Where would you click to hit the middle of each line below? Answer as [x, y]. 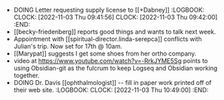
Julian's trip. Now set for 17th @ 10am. [68, 46]
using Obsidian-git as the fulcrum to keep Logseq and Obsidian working [115, 68]
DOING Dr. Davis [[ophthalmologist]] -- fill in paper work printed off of [112, 83]
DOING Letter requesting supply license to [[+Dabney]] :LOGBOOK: [109, 10]
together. [26, 75]
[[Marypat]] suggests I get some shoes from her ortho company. [105, 53]
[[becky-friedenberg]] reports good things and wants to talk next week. [115, 32]
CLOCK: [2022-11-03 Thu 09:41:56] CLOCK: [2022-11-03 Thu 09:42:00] [115, 17]
